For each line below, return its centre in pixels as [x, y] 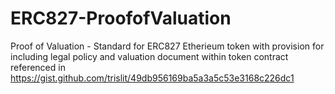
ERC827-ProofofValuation [121, 18]
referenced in [38, 67]
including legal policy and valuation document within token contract [149, 56]
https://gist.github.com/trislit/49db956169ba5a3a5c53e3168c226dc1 [152, 78]
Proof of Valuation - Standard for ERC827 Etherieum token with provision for [167, 46]
